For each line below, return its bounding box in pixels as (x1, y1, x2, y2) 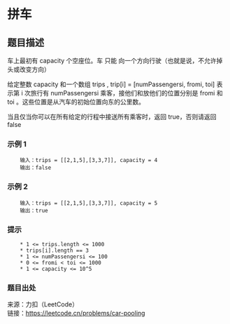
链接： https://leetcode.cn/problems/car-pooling (7, 309, 145, 318)
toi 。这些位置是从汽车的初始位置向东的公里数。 (7, 97, 145, 106)
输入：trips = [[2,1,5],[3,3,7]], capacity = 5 (20, 199, 158, 207)
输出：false (20, 164, 52, 172)
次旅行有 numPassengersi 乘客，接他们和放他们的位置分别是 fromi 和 (24, 89, 223, 97)
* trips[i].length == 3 (20, 247, 89, 254)
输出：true (20, 207, 48, 214)
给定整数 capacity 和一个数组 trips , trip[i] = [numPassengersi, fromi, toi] (7, 80, 215, 88)
